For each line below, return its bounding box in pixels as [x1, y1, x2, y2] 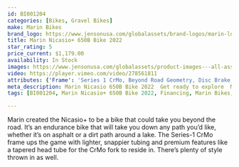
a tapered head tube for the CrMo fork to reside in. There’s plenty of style [7, 146, 223, 154]
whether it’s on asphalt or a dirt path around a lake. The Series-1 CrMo [7, 131, 213, 139]
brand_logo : [7, 30, 43, 38]
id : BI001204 [7, 10, 46, 18]
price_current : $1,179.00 [7, 50, 84, 58]
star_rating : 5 [7, 43, 53, 50]
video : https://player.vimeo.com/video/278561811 [7, 70, 158, 77]
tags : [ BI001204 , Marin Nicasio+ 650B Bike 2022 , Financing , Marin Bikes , [7, 90, 234, 97]
